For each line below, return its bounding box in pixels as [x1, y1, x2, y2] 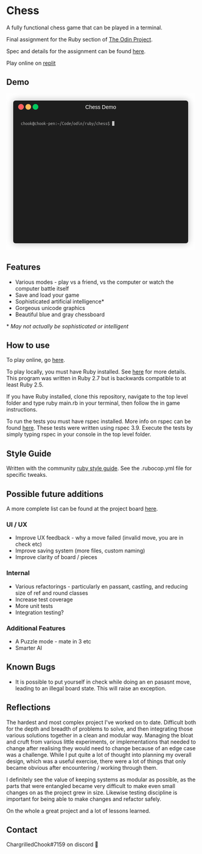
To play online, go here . [6, 356, 66, 364]
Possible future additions [6, 489, 104, 499]
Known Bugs [6, 662, 56, 672]
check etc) [15, 541, 43, 548]
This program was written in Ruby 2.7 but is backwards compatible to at [6, 375, 187, 382]
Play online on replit [6, 59, 56, 67]
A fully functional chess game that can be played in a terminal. [6, 24, 162, 31]
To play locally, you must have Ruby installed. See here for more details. [6, 368, 187, 375]
